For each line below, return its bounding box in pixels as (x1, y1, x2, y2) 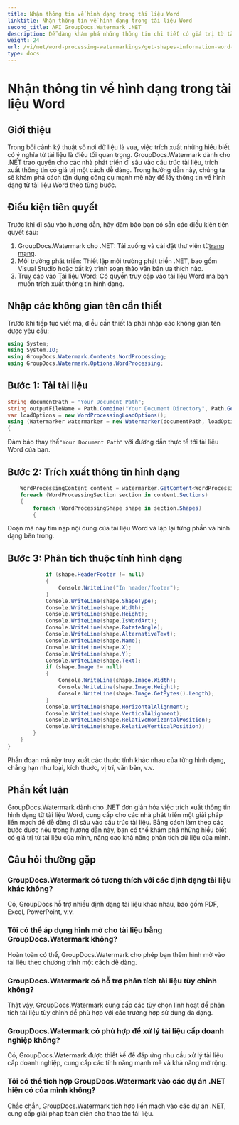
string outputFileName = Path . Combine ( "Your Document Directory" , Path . (7, 405, 228, 412)
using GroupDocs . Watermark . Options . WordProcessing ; (7, 360, 164, 367)
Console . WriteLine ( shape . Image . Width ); (58, 677, 176, 684)
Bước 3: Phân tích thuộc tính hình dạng (7, 552, 183, 564)
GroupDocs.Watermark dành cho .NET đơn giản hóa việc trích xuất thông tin (7, 803, 231, 811)
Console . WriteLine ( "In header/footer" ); (58, 584, 180, 591)
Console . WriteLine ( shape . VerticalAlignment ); (45, 710, 183, 717)
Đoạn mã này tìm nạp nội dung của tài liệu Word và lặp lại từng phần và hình (7, 524, 230, 533)
